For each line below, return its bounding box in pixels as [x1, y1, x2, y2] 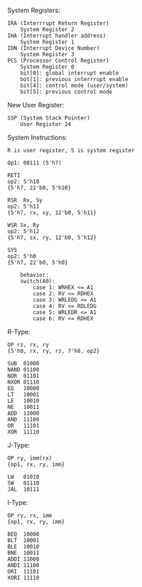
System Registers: [7, 6, 60, 14]
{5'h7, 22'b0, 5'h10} [7, 184, 72, 191]
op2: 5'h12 [7, 228, 40, 235]
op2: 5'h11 [7, 203, 40, 210]
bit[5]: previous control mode [20, 88, 113, 95]
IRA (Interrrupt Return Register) [7, 20, 110, 27]
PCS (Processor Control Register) [7, 57, 110, 64]
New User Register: [7, 101, 65, 109]
